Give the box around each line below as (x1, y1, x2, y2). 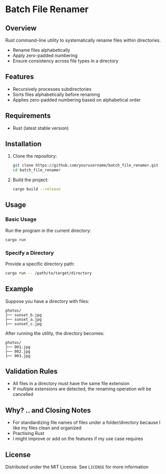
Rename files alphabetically (12, 47, 71, 53)
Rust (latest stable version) (12, 125, 69, 131)
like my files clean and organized (12, 425, 82, 431)
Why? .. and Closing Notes (5, 406, 91, 415)
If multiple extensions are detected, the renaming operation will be (12, 386, 151, 392)
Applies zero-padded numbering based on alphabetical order (12, 96, 141, 103)
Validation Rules (5, 367, 58, 376)
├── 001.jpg (5, 344, 30, 350)
